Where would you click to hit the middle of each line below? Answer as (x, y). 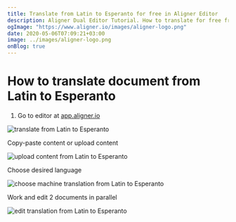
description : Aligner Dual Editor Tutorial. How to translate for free (114, 20)
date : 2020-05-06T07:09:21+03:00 (56, 33)
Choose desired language (45, 170)
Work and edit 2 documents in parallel (62, 197)
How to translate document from (104, 81)
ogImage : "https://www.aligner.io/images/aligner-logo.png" (97, 27)
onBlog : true (26, 46)
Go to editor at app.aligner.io (59, 115)
